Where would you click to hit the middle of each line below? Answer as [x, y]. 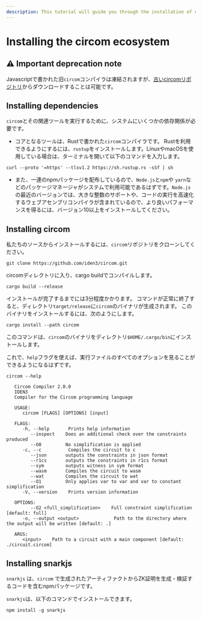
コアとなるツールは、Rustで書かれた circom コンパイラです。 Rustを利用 [103, 142]
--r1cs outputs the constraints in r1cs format [99, 461]
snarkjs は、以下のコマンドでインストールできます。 [71, 599]
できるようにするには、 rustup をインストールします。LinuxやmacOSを [102, 149]
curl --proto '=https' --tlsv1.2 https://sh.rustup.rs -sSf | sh [90, 168]
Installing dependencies [52, 106]
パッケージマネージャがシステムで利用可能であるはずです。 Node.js [108, 187]
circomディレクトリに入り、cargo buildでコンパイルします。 [81, 275]
